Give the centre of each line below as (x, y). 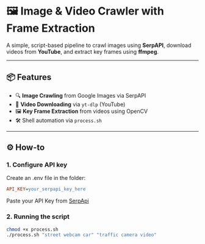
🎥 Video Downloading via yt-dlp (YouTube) (70, 104)
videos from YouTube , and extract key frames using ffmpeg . (83, 51)
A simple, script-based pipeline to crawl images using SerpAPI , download (99, 45)
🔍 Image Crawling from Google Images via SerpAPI (81, 95)
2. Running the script (38, 217)
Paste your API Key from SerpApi (48, 201)
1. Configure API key (37, 165)
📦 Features (29, 77)
